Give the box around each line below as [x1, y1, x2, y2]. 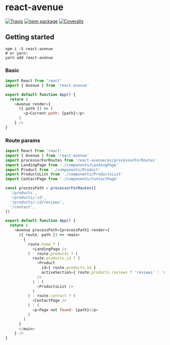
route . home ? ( [27, 241, 60, 247]
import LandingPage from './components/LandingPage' [5, 162, 119, 168]
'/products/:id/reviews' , [10, 200, 65, 205]
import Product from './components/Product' [5, 167, 101, 172]
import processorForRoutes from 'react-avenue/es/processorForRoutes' [5, 158, 157, 163]
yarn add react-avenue [5, 55, 53, 60]
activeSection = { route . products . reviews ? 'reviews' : [41, 270, 159, 275]
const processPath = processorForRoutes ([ [5, 186, 96, 191]
